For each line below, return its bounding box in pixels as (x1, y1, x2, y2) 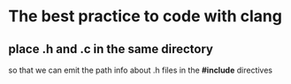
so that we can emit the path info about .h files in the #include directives (8, 65, 273, 75)
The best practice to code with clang (8, 6, 282, 27)
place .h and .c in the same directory (8, 42, 214, 57)
